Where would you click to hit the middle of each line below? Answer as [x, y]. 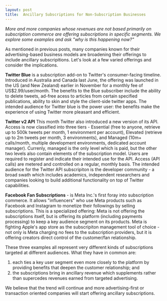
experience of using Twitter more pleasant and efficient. [63, 112]
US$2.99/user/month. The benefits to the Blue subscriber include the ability [83, 90]
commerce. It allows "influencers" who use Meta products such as [74, 200]
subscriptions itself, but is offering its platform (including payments [74, 216]
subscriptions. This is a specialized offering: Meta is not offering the [75, 211]
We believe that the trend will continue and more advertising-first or [75, 287]
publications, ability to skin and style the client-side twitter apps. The [76, 101]
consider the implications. [32, 65]
